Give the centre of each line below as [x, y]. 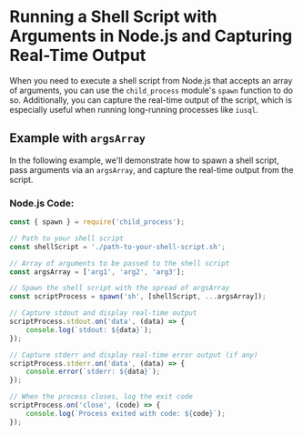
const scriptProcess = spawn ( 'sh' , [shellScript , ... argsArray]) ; [138, 297]
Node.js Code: [42, 203]
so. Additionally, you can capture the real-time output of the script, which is [151, 100]
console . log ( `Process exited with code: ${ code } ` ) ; [126, 413]
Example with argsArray [77, 138]
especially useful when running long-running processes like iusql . [134, 109]
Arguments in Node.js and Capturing [151, 36]
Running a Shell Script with [113, 17]
